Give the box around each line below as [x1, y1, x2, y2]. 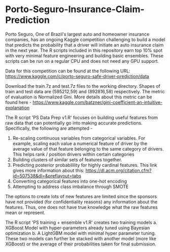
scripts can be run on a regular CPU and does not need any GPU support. [5, 58, 159, 64]
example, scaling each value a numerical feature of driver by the [12, 140, 148, 147]
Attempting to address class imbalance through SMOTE [12, 184, 129, 190]
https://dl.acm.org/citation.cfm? [85, 167, 152, 173]
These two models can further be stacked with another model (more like [5, 235, 156, 241]
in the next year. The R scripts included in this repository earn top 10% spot [5, 47, 163, 53]
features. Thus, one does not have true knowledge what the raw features [5, 204, 158, 210]
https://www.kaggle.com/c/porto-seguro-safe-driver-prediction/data [5, 73, 150, 79]
